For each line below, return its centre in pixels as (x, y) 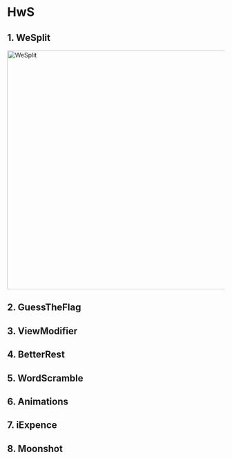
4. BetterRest (36, 355)
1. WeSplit (29, 38)
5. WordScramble (45, 378)
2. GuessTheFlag (44, 308)
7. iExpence (32, 425)
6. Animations (38, 401)
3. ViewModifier (42, 331)
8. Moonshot (35, 448)
